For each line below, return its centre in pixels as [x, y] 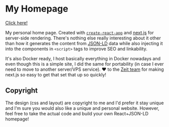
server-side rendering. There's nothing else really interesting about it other [83, 38]
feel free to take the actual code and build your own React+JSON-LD [77, 113]
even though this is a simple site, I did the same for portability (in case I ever [85, 64]
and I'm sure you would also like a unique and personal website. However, [82, 108]
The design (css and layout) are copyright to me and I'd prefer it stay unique [85, 103]
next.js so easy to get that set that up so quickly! [56, 74]
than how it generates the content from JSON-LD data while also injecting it [84, 43]
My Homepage [37, 9]
